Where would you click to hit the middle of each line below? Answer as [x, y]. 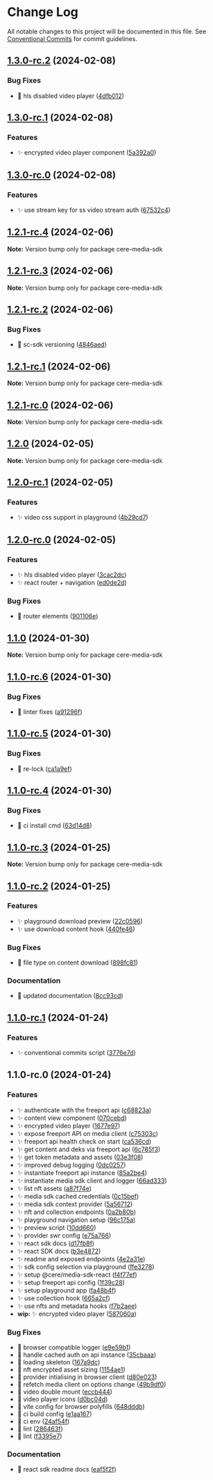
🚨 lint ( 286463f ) [40, 1429]
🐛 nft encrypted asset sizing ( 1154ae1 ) [71, 1370]
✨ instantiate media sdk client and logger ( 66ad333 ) [92, 1181]
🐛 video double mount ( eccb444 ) [65, 1392]
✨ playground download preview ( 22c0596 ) [80, 921]
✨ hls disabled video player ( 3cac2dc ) [72, 575]
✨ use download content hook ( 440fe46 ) [76, 929]
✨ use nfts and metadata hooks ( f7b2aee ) [77, 1306]
